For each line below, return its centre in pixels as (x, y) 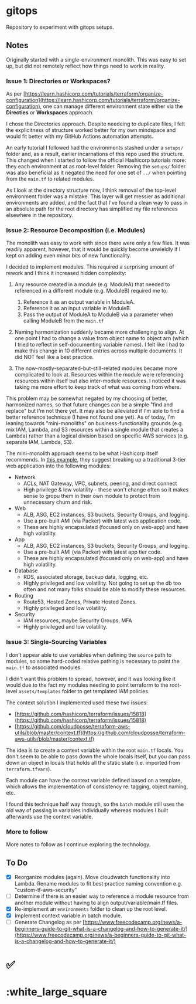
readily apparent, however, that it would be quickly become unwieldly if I (93, 249)
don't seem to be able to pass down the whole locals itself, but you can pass (98, 756)
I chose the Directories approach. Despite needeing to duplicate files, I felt (96, 124)
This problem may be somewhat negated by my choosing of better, (87, 398)
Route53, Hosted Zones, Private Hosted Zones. (80, 602)
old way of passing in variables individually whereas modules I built (87, 810)
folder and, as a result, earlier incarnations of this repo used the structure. (95, 154)
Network (25, 477)
